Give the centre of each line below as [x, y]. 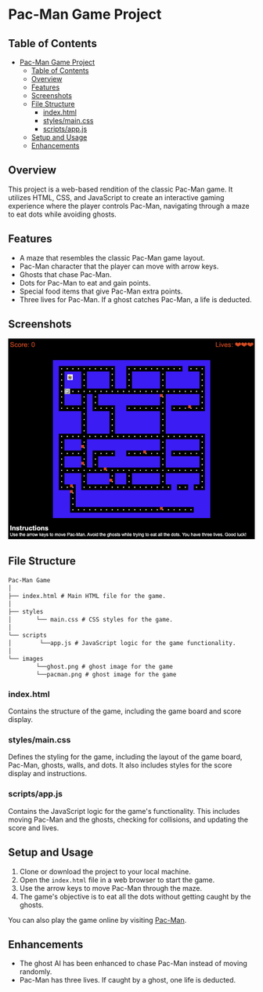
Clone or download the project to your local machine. [105, 871]
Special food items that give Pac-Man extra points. [101, 291]
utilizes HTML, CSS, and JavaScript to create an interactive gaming [116, 197]
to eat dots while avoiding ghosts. [63, 214]
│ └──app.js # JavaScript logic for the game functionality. [122, 643]
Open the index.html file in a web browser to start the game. [117, 880]
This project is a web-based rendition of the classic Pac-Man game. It [121, 189]
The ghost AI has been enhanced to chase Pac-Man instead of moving [133, 964]
